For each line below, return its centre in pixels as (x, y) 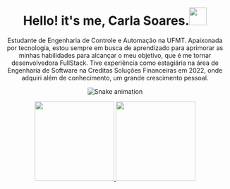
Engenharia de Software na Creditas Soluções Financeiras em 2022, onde (115, 70)
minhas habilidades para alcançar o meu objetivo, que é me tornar (115, 55)
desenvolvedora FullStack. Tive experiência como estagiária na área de (115, 63)
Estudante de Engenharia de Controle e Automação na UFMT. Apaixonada (115, 40)
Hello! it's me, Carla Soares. (106, 21)
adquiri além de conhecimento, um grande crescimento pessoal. (115, 78)
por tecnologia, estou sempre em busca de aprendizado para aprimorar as (115, 48)
